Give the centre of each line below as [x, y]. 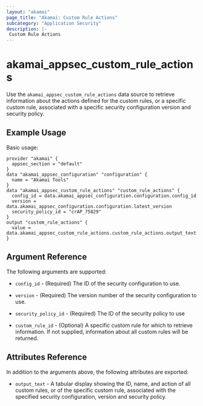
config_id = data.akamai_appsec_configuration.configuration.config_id [104, 196]
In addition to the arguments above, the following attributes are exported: [98, 372]
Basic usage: [22, 147]
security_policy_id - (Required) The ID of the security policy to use [100, 313]
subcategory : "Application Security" [54, 23]
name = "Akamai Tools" [40, 180]
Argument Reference [47, 257]
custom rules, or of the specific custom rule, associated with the [95, 390]
